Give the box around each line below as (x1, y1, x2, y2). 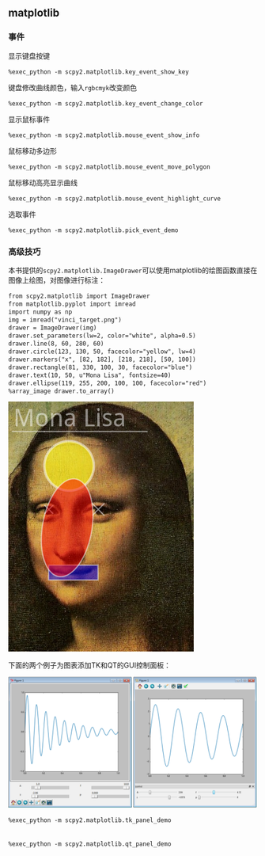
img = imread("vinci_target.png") (8, 316, 123, 324)
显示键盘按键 (8, 51, 50, 60)
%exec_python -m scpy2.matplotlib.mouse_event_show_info (8, 131, 200, 139)
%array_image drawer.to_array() (8, 387, 115, 395)
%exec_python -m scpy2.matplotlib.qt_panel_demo (8, 839, 172, 848)
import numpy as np (8, 308, 73, 316)
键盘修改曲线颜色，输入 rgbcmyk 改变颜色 (8, 82, 138, 92)
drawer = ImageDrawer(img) (8, 324, 97, 332)
